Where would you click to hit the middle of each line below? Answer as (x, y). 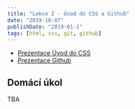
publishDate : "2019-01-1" (45, 27)
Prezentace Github (44, 61)
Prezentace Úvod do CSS (54, 53)
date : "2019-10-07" (36, 20)
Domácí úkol (35, 82)
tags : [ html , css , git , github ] (54, 33)
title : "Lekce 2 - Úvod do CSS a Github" (69, 14)
